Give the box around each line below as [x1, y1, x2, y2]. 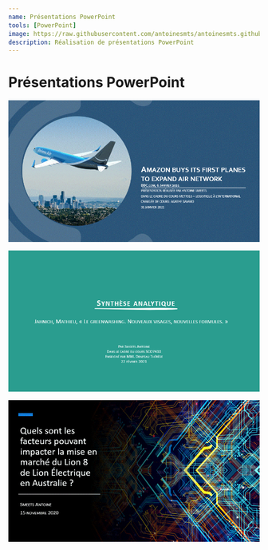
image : [8, 30, 30, 38]
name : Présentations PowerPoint [8, 13, 116, 21]
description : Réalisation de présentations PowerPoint [8, 38, 195, 46]
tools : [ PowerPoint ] [8, 21, 77, 30]
